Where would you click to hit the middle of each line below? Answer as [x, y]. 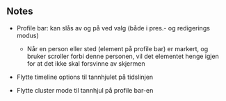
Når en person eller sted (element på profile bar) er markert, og [118, 48]
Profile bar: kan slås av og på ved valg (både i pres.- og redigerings [113, 28]
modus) [27, 35]
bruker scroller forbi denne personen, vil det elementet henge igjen [123, 56]
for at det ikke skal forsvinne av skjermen [86, 63]
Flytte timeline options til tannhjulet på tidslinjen [85, 77]
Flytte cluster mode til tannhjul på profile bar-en [85, 90]
